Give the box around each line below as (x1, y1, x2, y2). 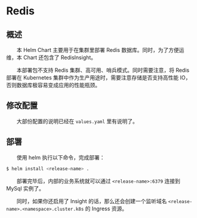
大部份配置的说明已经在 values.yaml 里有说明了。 (17, 118, 138, 125)
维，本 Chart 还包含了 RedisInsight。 (6, 54, 97, 61)
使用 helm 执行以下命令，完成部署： (17, 153, 105, 161)
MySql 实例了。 (6, 185, 45, 192)
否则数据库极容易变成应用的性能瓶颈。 (6, 82, 100, 88)
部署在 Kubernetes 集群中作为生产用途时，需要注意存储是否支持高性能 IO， (6, 74, 191, 81)
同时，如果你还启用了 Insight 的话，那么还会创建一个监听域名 (17, 197, 167, 204)
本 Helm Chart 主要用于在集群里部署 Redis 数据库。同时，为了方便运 (17, 47, 184, 53)
